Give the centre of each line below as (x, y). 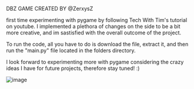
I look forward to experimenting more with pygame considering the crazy (95, 62)
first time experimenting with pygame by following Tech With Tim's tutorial (97, 20)
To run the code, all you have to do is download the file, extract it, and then (97, 44)
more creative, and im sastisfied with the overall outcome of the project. (94, 33)
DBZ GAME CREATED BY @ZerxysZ (50, 9)
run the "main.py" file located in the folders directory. (71, 50)
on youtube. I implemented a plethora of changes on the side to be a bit (93, 26)
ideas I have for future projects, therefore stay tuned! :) (73, 68)
